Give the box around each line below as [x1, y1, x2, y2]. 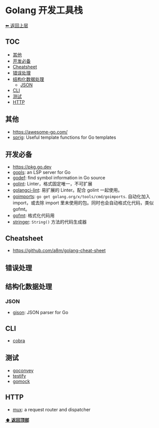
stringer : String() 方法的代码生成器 [12, 219, 87, 225]
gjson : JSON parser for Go [12, 310, 69, 316]
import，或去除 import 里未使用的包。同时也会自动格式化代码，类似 [12, 200, 154, 206]
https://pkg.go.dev [12, 164, 52, 170]
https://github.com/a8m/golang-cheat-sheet [12, 248, 106, 254]
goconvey [12, 367, 34, 374]
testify [12, 373, 26, 379]
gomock [12, 378, 30, 384]
